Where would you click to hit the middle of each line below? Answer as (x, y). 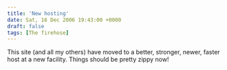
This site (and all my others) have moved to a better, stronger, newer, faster (113, 52)
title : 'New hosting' (38, 13)
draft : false (26, 26)
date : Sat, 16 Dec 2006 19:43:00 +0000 (64, 20)
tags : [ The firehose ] (38, 33)
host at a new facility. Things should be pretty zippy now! (88, 60)
